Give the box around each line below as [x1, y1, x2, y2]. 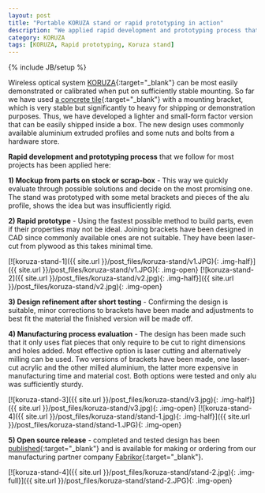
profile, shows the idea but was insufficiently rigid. [8, 201, 172, 210]
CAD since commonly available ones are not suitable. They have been [8, 233, 235, 243]
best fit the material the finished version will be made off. [8, 314, 193, 324]
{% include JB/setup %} [8, 62, 87, 72]
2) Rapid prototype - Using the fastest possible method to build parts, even [8, 216, 254, 226]
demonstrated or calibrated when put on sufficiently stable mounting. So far [8, 86, 255, 96]
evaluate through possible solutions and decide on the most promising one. [8, 184, 253, 194]
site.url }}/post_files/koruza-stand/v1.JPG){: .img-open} [18, 265, 199, 275]
